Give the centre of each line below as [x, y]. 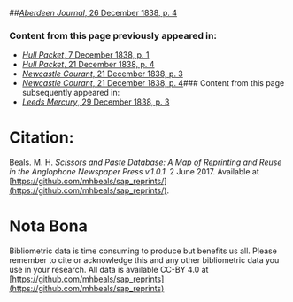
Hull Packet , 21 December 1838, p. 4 [88, 65]
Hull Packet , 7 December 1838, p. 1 [85, 55]
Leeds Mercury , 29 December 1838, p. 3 [96, 102]
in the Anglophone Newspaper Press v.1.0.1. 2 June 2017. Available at [134, 172]
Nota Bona [49, 226]
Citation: [42, 138]
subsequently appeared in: [71, 93]
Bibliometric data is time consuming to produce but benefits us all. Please [143, 251]
